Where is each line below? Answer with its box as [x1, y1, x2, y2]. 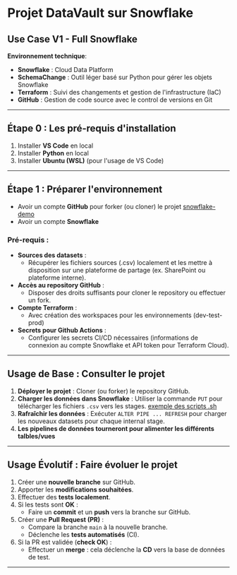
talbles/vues [17, 432, 56, 440]
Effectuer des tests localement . [17, 492, 111, 501]
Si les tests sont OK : [17, 500, 79, 509]
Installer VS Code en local [17, 141, 94, 150]
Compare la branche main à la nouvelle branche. [28, 523, 168, 531]
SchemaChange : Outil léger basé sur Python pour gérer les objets [17, 73, 213, 81]
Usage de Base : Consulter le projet [7, 368, 166, 380]
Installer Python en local [17, 148, 90, 157]
